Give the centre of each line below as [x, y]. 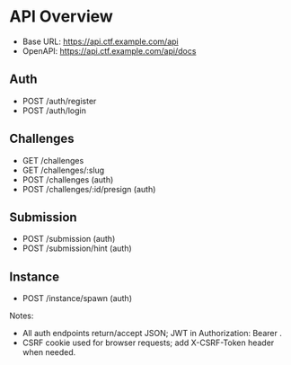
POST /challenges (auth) [68, 179]
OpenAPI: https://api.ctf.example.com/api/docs [109, 50]
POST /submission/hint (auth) [77, 248]
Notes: [22, 316]
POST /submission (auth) [69, 239]
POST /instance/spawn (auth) [77, 298]
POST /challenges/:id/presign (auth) [89, 189]
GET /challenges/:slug [63, 170]
